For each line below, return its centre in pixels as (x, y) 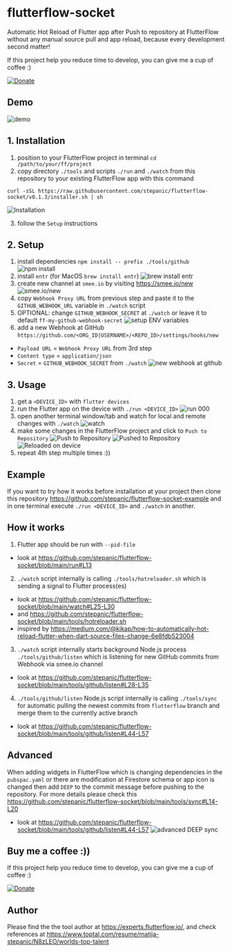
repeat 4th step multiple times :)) (64, 453)
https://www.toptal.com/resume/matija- (103, 934)
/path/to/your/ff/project (54, 164)
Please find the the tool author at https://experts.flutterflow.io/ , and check (112, 927)
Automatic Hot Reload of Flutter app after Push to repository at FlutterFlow (113, 32)
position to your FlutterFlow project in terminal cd (87, 158)
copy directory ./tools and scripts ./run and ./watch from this (106, 171)
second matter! (29, 46)
